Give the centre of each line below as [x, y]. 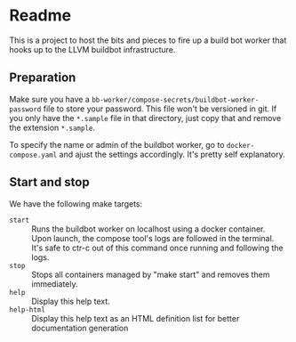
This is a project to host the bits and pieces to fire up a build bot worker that [148, 40]
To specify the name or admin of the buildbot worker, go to [117, 144]
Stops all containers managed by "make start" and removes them [151, 274]
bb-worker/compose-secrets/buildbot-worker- [176, 100]
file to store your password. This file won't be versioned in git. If [160, 109]
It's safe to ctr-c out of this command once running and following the [157, 248]
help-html [28, 309]
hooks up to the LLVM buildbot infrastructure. [92, 49]
